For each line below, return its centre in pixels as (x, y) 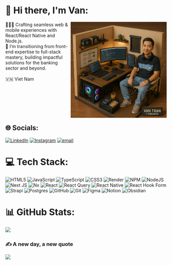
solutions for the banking (31, 62)
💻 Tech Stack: (37, 162)
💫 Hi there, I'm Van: (47, 10)
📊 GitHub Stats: (40, 212)
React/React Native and (30, 35)
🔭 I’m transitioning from (30, 46)
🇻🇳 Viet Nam (20, 79)
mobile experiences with (31, 30)
